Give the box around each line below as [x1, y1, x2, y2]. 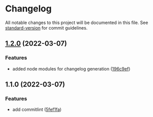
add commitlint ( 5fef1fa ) [12, 106, 62, 112]
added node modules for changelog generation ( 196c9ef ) [12, 65, 131, 71]
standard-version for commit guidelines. [5, 24, 88, 30]
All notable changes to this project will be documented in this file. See [5, 19, 149, 25]
